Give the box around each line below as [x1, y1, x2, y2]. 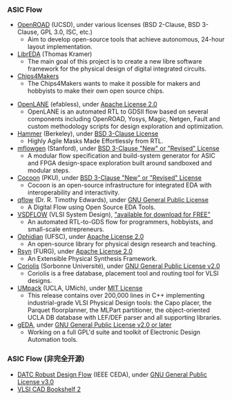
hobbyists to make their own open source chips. [27, 87, 164, 95]
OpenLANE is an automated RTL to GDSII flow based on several [27, 107, 209, 116]
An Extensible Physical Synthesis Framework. [27, 255, 157, 263]
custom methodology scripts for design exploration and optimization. [27, 122, 224, 131]
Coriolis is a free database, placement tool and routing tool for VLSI [27, 269, 219, 278]
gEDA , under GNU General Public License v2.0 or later [17, 320, 172, 329]
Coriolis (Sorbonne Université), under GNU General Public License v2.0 [17, 262, 220, 271]
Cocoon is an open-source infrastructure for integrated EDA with [27, 181, 212, 190]
